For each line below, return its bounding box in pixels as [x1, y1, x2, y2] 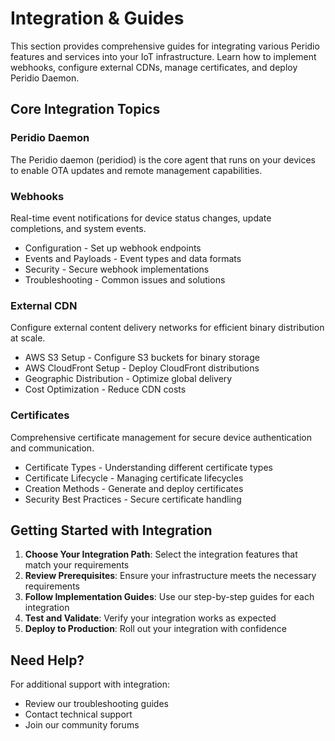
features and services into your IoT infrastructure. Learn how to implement [10, 50, 317, 62]
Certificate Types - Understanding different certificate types [24, 461, 273, 473]
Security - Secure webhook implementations [24, 263, 210, 275]
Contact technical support [24, 708, 133, 721]
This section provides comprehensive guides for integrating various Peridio [10, 40, 320, 52]
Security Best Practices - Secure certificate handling [24, 493, 242, 505]
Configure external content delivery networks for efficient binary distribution [10, 322, 325, 334]
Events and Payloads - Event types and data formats [24, 252, 242, 264]
